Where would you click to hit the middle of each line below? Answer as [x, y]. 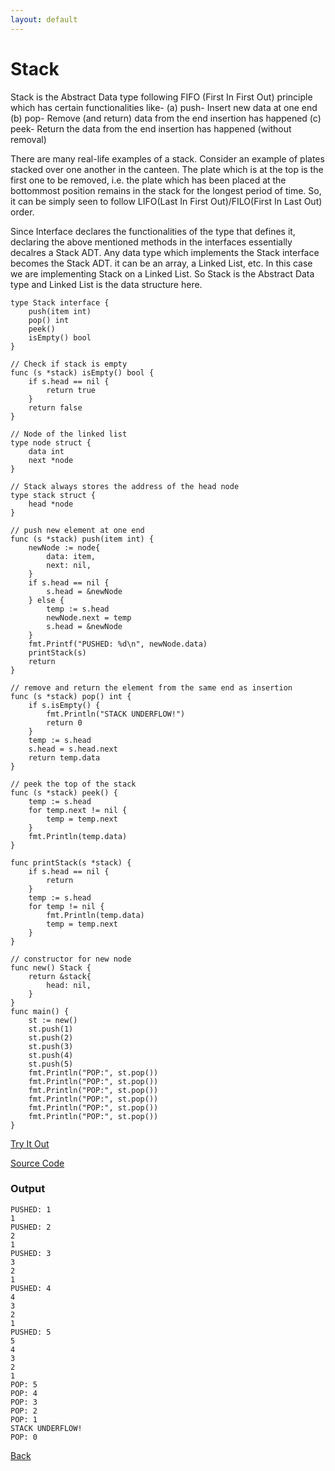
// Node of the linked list [69, 434]
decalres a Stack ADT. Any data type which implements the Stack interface [165, 252]
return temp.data [64, 757]
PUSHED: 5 [31, 1332]
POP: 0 [24, 1437]
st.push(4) [51, 1055]
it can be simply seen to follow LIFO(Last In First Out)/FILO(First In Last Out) [166, 201]
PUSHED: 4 [31, 1288]
